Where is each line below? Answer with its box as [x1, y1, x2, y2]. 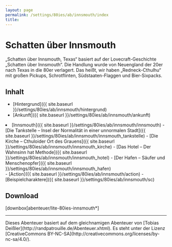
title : [5, 17, 19, 22]
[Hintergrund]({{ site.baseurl [12, 101, 73, 107]
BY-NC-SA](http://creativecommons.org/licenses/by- [47, 231, 160, 237]
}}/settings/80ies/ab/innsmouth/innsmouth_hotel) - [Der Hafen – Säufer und [5, 155, 165, 161]
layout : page [5, 7, 33, 13]
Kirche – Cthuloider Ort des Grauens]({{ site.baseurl [5, 138, 115, 144]
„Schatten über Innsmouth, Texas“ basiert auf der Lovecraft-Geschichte [5, 56, 157, 62]
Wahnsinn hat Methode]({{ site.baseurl [5, 149, 87, 156]
